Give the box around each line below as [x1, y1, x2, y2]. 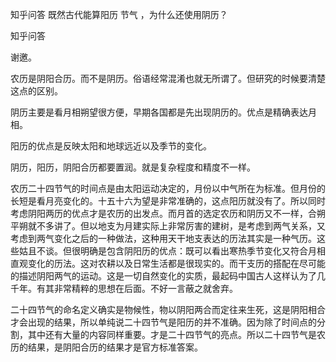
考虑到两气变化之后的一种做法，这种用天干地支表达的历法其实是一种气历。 [10, 233, 317, 244]
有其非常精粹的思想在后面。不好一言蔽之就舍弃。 [36, 283, 238, 294]
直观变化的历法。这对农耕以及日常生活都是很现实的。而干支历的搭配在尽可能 [10, 258, 326, 269]
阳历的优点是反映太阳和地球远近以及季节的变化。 [10, 140, 212, 152]
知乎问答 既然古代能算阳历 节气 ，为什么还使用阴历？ [10, 9, 228, 20]
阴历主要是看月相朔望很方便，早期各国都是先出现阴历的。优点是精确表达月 [10, 106, 317, 118]
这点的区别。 [10, 85, 63, 97]
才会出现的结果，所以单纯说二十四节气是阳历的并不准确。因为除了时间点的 [10, 316, 317, 328]
